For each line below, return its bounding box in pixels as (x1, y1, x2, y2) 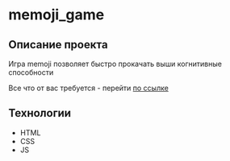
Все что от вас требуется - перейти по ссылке (8, 83, 169, 93)
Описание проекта (8, 38, 108, 52)
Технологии (8, 106, 71, 120)
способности (8, 68, 54, 77)
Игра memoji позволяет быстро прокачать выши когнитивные (8, 59, 222, 68)
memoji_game (8, 6, 105, 24)
